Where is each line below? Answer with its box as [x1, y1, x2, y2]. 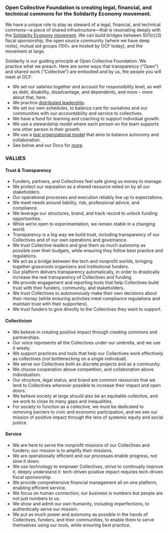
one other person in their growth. [12, 126, 81, 132]
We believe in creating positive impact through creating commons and [12, 329, 157, 335]
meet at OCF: [5, 74, 33, 80]
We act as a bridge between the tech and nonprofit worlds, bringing [12, 258, 153, 264]
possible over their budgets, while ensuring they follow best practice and [12, 248, 163, 254]
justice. [12, 419, 28, 425]
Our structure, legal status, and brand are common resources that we [12, 377, 156, 383]
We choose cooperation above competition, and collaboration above [12, 366, 154, 372]
